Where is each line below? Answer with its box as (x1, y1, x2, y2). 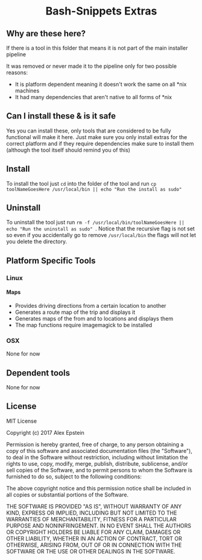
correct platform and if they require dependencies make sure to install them (6, 140, 194, 147)
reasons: (6, 69, 28, 76)
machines (14, 87, 40, 94)
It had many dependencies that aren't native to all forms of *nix (14, 94, 172, 100)
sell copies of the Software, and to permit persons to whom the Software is (6, 466, 193, 474)
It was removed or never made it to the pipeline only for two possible (6, 62, 177, 70)
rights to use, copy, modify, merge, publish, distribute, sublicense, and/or (6, 460, 188, 467)
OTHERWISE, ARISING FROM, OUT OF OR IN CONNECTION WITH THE (6, 541, 182, 549)
